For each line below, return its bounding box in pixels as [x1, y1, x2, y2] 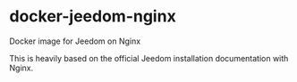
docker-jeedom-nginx [9, 6, 176, 27]
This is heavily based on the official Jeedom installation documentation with [9, 53, 289, 63]
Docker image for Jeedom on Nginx [9, 36, 141, 46]
